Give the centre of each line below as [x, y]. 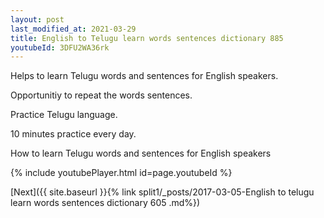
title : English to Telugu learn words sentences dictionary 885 [147, 38]
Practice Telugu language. [64, 115]
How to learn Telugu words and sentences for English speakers [141, 153]
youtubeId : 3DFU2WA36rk [60, 47]
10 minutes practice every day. [73, 134]
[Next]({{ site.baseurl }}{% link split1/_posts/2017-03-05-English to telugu [162, 192]
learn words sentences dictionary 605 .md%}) [105, 203]
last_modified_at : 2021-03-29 [73, 29]
